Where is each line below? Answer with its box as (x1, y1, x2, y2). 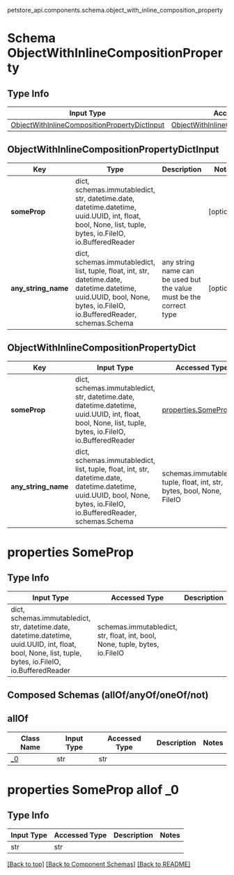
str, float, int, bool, (97, 630, 157, 640)
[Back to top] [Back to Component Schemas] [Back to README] (7, 860, 191, 868)
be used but (162, 275, 201, 284)
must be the (162, 292, 201, 302)
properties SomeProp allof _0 (7, 782, 180, 798)
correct (162, 300, 186, 310)
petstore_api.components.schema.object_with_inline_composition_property (7, 6, 224, 14)
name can (162, 266, 195, 275)
